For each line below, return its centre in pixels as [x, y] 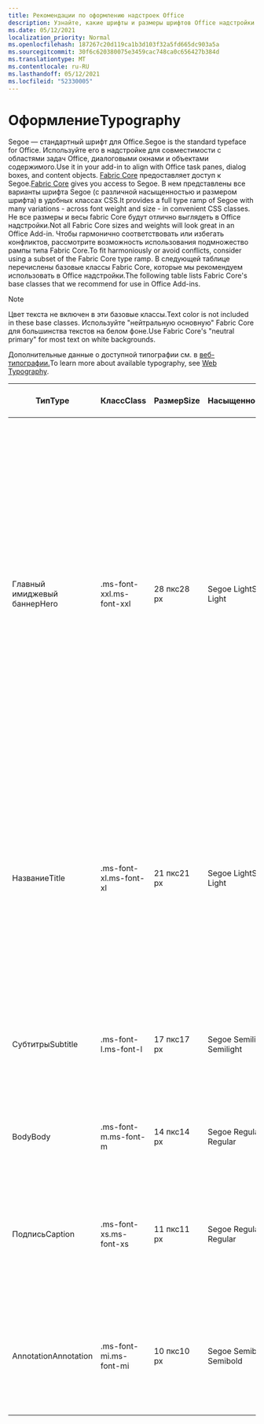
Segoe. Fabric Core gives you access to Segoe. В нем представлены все [127, 184]
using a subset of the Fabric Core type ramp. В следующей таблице [119, 259]
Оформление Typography [95, 120]
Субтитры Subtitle [45, 1045]
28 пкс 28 [172, 589]
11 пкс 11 [172, 1230]
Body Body [31, 1137]
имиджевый [35, 594]
